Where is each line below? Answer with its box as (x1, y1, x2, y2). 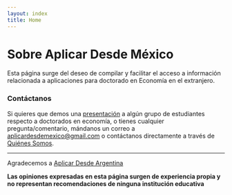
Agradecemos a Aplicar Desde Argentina (7, 158, 124, 167)
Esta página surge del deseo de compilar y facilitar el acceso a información (7, 69, 221, 77)
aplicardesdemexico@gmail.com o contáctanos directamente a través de (7, 131, 215, 140)
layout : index (7, 10, 48, 17)
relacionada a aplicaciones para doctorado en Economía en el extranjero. (7, 77, 215, 85)
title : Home (7, 17, 41, 24)
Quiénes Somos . (7, 139, 54, 147)
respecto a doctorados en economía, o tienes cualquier (7, 117, 164, 125)
